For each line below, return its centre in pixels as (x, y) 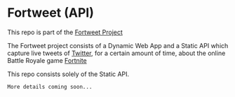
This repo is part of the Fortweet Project (65, 32)
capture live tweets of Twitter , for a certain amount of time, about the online (116, 53)
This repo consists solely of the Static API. (68, 74)
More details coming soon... (50, 87)
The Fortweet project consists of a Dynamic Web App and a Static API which (118, 45)
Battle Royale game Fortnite (47, 60)
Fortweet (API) (51, 13)
